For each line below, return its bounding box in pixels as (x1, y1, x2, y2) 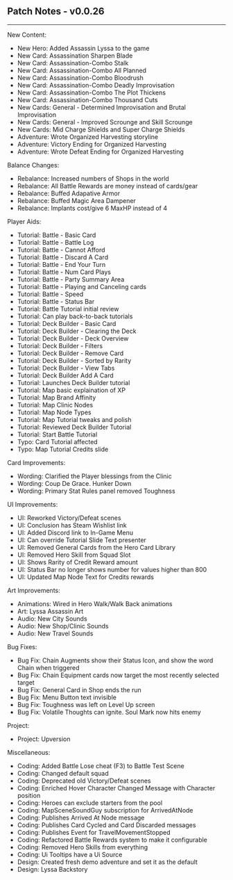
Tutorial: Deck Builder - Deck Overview (17, 334, 129, 343)
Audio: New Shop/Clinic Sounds (17, 621, 109, 630)
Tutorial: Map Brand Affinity (17, 393, 96, 402)
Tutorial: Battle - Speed (17, 290, 84, 298)
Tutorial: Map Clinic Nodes (17, 400, 94, 409)
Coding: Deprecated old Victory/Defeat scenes (17, 776, 151, 785)
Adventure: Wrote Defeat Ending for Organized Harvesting (17, 147, 184, 156)
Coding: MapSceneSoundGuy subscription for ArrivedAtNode (17, 806, 193, 814)
